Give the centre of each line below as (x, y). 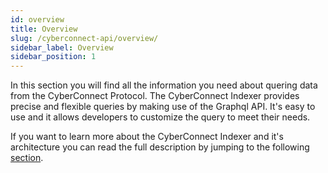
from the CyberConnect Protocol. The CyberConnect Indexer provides (155, 96)
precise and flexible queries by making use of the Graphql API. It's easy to (163, 107)
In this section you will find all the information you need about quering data (164, 85)
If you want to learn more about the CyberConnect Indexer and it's (147, 137)
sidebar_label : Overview (62, 47)
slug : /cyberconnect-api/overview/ (84, 38)
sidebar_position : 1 (53, 57)
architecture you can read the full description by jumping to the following (160, 147)
